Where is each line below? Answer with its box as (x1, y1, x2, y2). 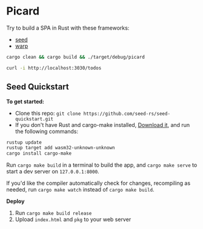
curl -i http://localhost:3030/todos (6, 65, 102, 71)
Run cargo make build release (15, 210, 92, 217)
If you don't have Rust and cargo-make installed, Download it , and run (15, 121, 190, 128)
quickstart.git (15, 116, 54, 122)
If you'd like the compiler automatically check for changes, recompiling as (6, 179, 191, 187)
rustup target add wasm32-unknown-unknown (6, 145, 115, 151)
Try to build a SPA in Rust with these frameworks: (6, 24, 130, 31)
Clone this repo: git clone (15, 109, 81, 117)
